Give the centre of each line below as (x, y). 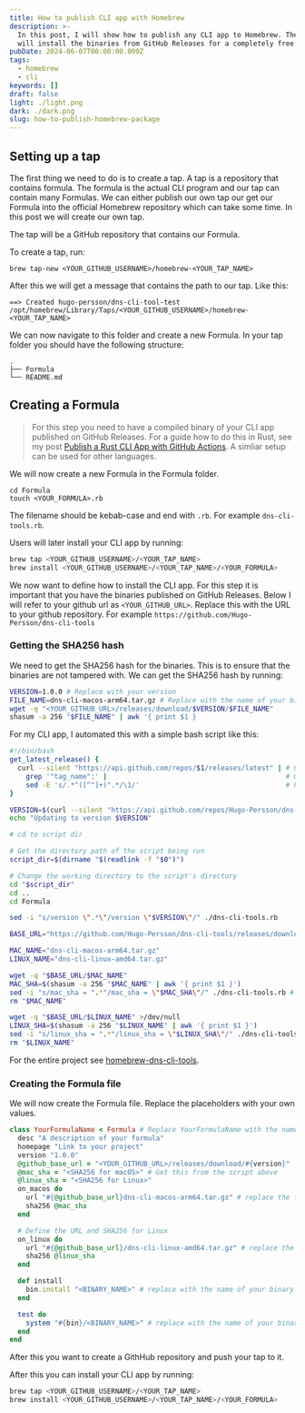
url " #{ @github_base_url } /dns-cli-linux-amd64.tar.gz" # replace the (160, 1247)
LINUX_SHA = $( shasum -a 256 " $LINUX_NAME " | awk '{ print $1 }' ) (133, 1026)
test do (32, 1314)
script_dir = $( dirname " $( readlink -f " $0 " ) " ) (97, 860)
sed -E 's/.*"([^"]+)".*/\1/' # (158, 785)
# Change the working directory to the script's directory (123, 876)
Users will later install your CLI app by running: (97, 542)
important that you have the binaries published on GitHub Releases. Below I (151, 595)
